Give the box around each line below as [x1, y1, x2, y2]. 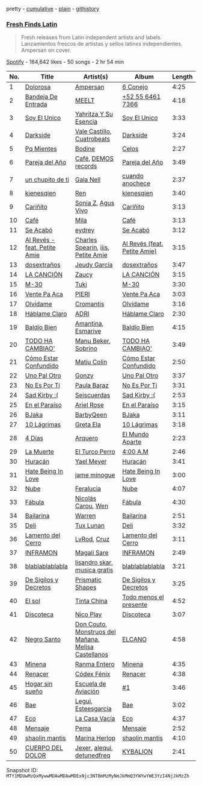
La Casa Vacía [75, 714, 115, 723]
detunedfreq [75, 751, 111, 760]
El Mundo [122, 430, 149, 439]
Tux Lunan [75, 522, 105, 530]
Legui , [75, 697, 93, 705]
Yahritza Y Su [75, 110, 113, 118]
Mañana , [75, 635, 100, 644]
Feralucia [75, 485, 101, 493]
